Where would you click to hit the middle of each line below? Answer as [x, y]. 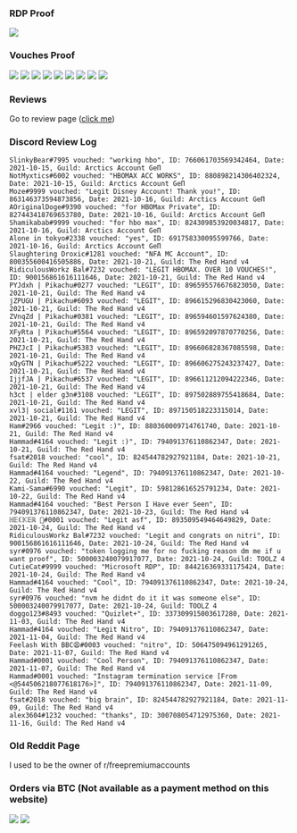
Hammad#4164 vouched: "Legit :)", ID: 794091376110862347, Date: [133, 442]
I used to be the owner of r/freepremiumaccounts [100, 765]
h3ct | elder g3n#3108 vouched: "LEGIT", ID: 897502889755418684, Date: [147, 395]
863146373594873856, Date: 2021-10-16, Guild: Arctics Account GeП [137, 199]
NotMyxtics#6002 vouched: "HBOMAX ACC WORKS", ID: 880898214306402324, [145, 176]
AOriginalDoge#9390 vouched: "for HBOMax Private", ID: [115, 207]
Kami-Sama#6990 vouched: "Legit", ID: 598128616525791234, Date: [133, 489]
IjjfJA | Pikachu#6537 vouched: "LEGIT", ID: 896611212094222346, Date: [147, 379]
